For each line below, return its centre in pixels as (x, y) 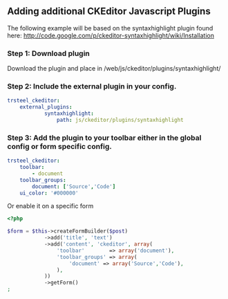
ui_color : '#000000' (49, 193)
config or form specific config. (60, 146)
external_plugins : (46, 107)
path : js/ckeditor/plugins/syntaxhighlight (120, 120)
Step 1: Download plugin (48, 53)
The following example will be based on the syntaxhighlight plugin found (110, 28)
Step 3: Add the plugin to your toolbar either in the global (104, 138)
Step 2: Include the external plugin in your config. (92, 87)
